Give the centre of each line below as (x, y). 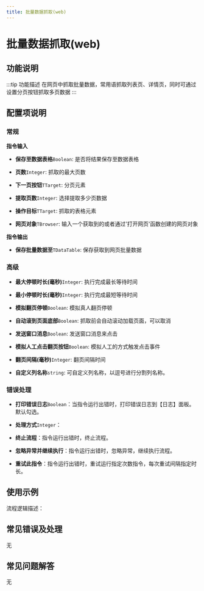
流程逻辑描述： (25, 508)
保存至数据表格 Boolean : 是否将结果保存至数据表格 (77, 159)
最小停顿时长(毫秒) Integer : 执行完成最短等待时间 (76, 295)
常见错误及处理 (34, 529)
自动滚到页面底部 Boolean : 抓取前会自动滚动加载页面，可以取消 (93, 320)
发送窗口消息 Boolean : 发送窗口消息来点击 (66, 334)
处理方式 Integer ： (38, 424)
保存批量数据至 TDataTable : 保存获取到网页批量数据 (78, 250)
